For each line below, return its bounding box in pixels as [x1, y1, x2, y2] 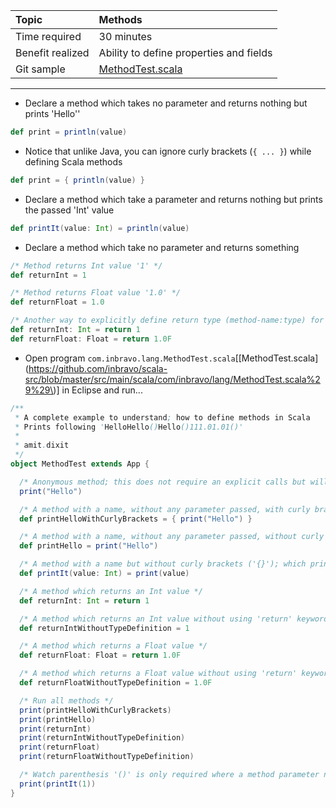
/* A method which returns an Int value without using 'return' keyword [19, 614, 329, 624]
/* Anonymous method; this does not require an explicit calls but [19, 477, 307, 487]
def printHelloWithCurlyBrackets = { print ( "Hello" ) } [19, 514, 253, 524]
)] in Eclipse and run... [53, 384, 143, 396]
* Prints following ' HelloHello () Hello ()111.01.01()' [14, 422, 244, 432]
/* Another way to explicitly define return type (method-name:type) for [10, 315, 325, 326]
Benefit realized [15, 46, 90, 59]
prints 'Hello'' [24, 108, 81, 119]
